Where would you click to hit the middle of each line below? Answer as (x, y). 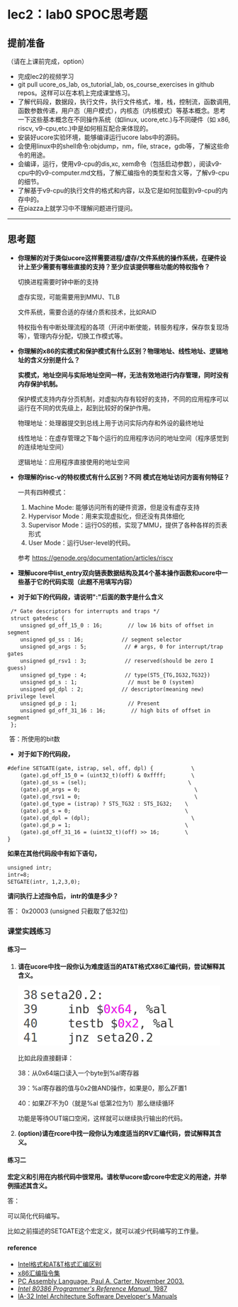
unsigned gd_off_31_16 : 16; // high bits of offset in (115, 711)
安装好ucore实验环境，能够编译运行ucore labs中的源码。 (100, 137)
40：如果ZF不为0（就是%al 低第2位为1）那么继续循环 (96, 1103)
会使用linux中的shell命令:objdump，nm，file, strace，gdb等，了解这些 (120, 146)
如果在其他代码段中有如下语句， (54, 853)
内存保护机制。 (39, 383)
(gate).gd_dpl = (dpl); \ (107, 818)
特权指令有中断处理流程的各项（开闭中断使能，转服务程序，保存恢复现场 (123, 327)
